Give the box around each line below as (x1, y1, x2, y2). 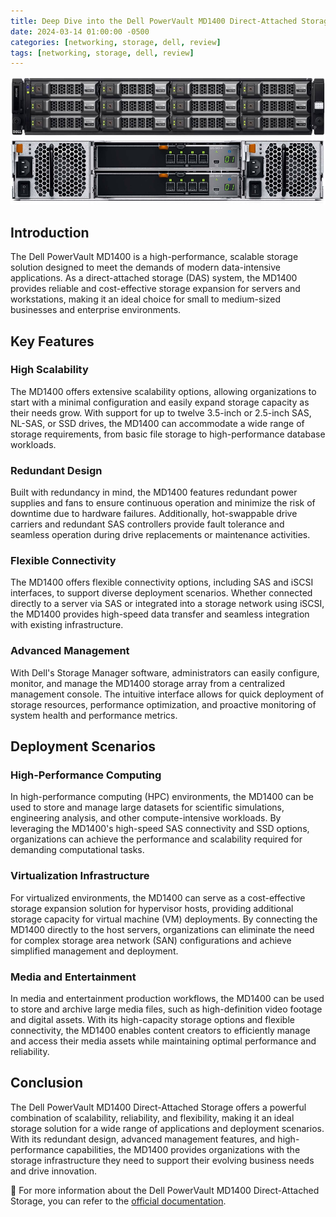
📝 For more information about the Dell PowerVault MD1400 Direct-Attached (10, 1184, 320, 1196)
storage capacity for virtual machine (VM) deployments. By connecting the (10, 913, 318, 925)
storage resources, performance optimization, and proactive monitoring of (10, 698, 317, 710)
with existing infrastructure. (10, 619, 124, 631)
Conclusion (10, 1075, 84, 1092)
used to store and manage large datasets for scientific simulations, (10, 801, 285, 814)
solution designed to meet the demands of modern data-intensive (10, 261, 282, 274)
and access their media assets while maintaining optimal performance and (10, 1035, 317, 1047)
